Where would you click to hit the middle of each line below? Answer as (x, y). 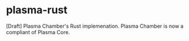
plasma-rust (37, 10)
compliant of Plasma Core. (38, 32)
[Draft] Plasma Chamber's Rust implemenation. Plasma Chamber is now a (95, 26)
